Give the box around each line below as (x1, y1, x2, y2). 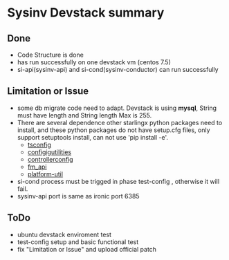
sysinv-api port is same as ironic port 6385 (17, 192, 140, 200)
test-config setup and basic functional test (17, 237, 139, 246)
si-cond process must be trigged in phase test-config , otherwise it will (17, 177, 220, 185)
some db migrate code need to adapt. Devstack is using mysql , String (17, 104, 217, 112)
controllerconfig (27, 155, 74, 163)
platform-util (27, 169, 64, 178)
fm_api (27, 162, 47, 171)
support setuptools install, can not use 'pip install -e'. (17, 133, 168, 141)
